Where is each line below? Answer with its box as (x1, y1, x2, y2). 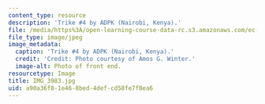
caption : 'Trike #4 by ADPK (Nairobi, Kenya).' (15, 48, 175, 56)
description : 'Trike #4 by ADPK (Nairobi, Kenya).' (8, 19, 181, 27)
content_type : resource (8, 11, 87, 20)
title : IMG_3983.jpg (8, 77, 77, 84)
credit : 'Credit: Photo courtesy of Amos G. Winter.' (15, 56, 196, 63)
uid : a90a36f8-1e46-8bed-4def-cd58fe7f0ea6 (8, 84, 154, 92)
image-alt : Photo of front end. (15, 63, 122, 70)
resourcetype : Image (8, 70, 77, 77)
